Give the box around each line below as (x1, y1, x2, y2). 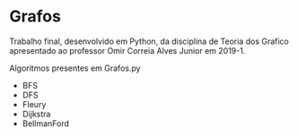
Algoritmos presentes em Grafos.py (9, 63, 141, 73)
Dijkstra (22, 108, 51, 119)
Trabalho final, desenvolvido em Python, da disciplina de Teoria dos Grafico (9, 36, 289, 47)
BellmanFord (22, 118, 70, 129)
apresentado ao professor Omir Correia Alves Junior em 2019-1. (9, 45, 246, 55)
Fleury (22, 98, 47, 109)
